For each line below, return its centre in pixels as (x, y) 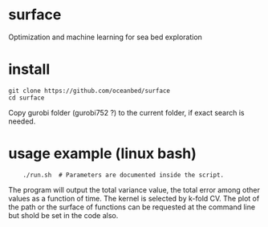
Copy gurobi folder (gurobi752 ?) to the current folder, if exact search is (126, 112)
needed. (22, 121)
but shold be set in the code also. (63, 215)
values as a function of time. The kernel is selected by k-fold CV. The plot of (134, 198)
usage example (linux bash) (102, 154)
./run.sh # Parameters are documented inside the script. (124, 175)
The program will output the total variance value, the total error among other (134, 189)
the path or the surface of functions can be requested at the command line (132, 207)
